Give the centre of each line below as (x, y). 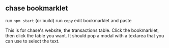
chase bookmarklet (37, 8)
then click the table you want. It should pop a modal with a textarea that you (85, 35)
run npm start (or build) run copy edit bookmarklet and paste (68, 20)
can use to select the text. (33, 41)
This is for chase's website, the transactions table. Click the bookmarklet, (82, 30)
